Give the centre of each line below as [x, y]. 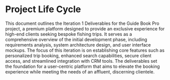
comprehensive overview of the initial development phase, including [76, 39]
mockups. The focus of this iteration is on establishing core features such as [85, 50]
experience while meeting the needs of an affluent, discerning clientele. [80, 71]
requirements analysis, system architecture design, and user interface [78, 45]
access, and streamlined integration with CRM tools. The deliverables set [81, 61]
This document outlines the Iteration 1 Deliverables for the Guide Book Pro [82, 23]
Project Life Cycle [43, 9]
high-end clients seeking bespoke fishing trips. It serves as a [69, 34]
